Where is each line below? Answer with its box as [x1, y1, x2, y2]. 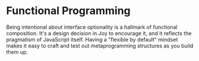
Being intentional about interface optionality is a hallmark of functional [6, 23, 178, 30]
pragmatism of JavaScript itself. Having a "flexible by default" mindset [6, 36, 178, 43]
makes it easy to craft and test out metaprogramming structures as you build [6, 42, 194, 49]
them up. [6, 48, 29, 55]
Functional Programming [6, 4, 131, 18]
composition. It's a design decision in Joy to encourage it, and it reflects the [6, 29, 192, 36]
